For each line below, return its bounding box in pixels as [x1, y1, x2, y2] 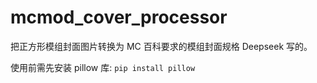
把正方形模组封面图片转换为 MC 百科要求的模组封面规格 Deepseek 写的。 [10, 40, 313, 52]
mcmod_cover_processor [10, 6, 228, 29]
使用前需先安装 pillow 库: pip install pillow [10, 61, 196, 73]
